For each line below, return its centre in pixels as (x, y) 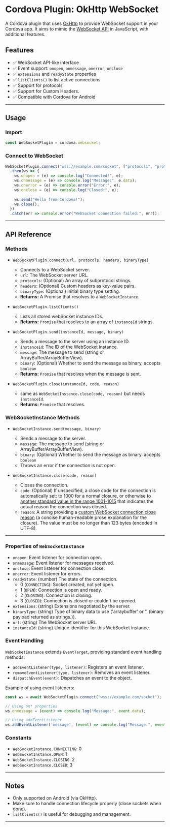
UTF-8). (28, 528)
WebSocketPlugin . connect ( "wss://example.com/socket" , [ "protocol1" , (79, 166)
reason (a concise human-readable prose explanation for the (83, 517)
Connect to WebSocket (34, 156)
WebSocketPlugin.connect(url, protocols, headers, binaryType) (81, 260)
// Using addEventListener (34, 720)
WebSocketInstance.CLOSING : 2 (44, 760)
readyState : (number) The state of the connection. (65, 579)
